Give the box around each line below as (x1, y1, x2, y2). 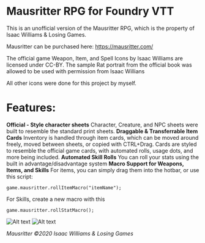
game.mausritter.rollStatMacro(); (6, 207, 95, 213)
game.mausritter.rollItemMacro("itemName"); (6, 184, 122, 190)
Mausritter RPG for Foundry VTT (6, 4, 174, 18)
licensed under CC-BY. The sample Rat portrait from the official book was (6, 61, 192, 68)
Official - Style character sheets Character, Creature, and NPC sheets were (6, 121, 198, 128)
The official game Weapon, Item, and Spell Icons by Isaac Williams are (6, 54, 184, 62)
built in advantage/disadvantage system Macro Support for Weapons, (6, 160, 184, 167)
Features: (6, 101, 56, 115)
